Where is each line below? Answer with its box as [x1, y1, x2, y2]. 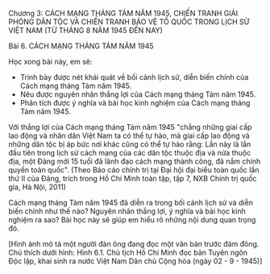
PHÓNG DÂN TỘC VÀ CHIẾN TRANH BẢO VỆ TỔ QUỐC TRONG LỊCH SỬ [8, 17, 250, 27]
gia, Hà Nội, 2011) [8, 182, 67, 192]
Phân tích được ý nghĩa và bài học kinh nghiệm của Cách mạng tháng [19, 98, 251, 107]
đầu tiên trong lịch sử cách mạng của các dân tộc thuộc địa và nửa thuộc [8, 148, 251, 157]
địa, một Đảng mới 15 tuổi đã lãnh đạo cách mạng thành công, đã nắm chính [8, 156, 261, 166]
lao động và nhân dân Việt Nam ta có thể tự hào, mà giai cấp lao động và [8, 131, 250, 140]
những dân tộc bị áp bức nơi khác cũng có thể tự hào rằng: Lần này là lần [8, 139, 251, 149]
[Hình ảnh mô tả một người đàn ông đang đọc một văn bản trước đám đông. [8, 239, 260, 248]
